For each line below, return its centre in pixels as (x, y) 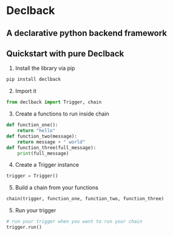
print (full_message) (43, 153)
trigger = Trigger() (32, 176)
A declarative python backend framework (86, 33)
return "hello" (36, 131)
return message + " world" (51, 142)
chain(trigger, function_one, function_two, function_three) (85, 199)
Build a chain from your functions (57, 188)
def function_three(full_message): (51, 147)
